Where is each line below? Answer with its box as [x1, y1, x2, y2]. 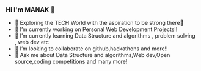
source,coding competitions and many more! [14, 58, 128, 66]
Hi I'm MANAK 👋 [5, 5, 55, 14]
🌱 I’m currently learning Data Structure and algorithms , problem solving [14, 32, 196, 39]
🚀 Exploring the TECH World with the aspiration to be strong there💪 [14, 19, 184, 27]
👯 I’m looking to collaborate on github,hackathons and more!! [14, 45, 169, 52]
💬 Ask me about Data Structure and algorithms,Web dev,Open [14, 52, 170, 59]
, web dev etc [14, 39, 49, 46]
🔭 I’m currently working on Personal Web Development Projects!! [14, 25, 178, 33]
